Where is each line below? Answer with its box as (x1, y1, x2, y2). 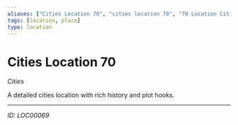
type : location (7, 23, 52, 30)
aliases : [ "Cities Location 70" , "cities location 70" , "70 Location (7, 10, 217, 18)
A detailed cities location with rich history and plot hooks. (7, 91, 175, 100)
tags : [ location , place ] (7, 17, 81, 24)
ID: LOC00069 (7, 111, 50, 120)
